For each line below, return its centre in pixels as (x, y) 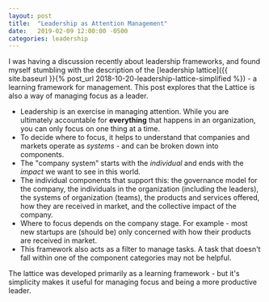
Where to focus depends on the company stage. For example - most (134, 223)
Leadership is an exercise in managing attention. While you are (124, 112)
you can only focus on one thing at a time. (90, 129)
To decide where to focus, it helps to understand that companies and (135, 138)
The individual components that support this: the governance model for (139, 181)
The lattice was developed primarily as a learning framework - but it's (124, 274)
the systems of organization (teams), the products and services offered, (140, 198)
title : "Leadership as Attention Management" (88, 23)
